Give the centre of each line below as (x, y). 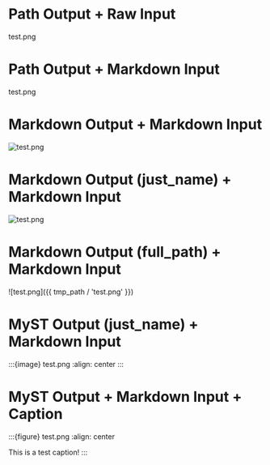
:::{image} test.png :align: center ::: (66, 364)
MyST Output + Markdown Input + (125, 397)
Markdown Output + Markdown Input (135, 124)
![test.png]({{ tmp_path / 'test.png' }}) (71, 292)
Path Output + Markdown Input (114, 69)
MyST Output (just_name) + (103, 324)
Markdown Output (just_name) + (120, 180)
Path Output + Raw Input (92, 14)
